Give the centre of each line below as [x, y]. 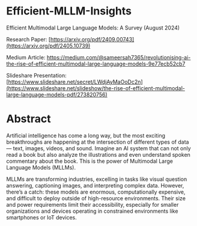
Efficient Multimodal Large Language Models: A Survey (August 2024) [93, 28]
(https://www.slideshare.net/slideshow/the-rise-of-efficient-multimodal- [95, 88]
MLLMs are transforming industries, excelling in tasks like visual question [97, 179]
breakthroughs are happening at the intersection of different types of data [98, 142]
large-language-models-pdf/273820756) [57, 94]
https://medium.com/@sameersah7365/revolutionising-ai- [119, 57]
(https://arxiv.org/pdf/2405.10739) [48, 46]
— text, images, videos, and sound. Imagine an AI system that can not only [98, 148]
